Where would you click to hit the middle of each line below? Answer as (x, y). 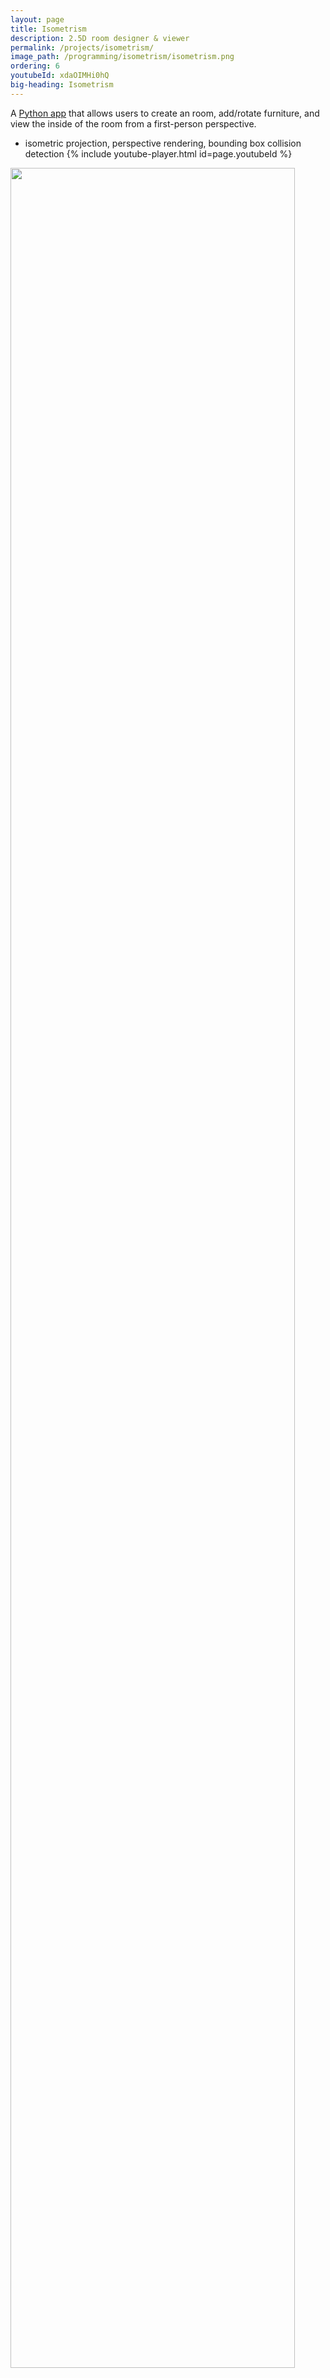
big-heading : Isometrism (62, 85)
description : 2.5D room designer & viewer (100, 38)
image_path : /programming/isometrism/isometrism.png (122, 57)
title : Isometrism (48, 29)
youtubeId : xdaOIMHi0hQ (60, 76)
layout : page (37, 19)
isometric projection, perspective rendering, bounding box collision (163, 143)
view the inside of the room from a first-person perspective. (133, 123)
